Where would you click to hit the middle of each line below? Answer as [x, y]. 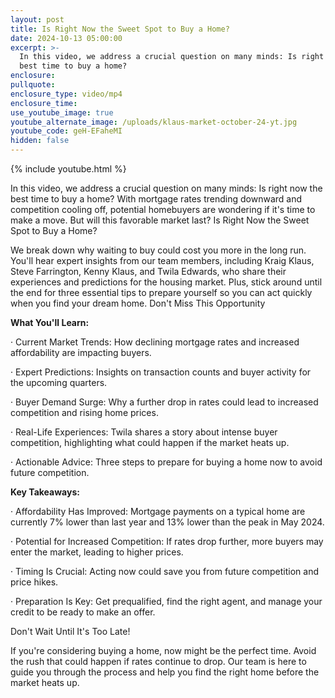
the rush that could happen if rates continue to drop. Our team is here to [158, 661]
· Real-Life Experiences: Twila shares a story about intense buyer [144, 432]
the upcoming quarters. [59, 382]
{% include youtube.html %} [68, 169]
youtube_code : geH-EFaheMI [66, 131]
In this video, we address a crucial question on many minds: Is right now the [166, 188]
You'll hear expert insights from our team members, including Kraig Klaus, [162, 260]
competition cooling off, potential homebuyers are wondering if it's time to [163, 209]
